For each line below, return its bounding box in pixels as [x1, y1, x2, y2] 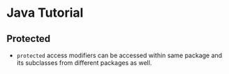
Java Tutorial [6, 5, 84, 21]
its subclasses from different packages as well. [16, 59, 152, 67]
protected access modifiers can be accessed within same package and [16, 51, 223, 59]
